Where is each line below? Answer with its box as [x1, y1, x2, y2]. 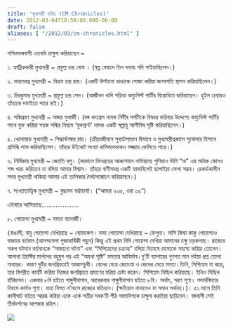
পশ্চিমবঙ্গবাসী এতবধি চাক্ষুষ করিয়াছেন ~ [7, 49, 86, 57]
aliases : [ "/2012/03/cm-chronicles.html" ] [7, 29, 140, 37]
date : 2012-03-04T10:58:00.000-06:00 [7, 17, 118, 24]
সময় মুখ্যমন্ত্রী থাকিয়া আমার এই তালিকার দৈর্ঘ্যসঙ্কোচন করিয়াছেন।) [7, 172, 137, 181]
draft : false [7, 23, 46, 30]
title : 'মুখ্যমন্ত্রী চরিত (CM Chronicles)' [7, 10, 109, 18]
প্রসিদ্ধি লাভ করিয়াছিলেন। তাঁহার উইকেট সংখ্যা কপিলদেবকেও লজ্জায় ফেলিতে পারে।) [7, 143, 173, 151]
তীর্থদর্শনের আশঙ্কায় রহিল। [7, 299, 60, 308]
